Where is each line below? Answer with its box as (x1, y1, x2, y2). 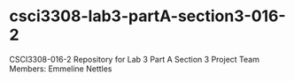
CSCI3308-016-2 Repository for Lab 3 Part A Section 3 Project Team (9, 54, 259, 64)
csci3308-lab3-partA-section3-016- (9, 6, 286, 26)
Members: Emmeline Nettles (9, 63, 112, 74)
